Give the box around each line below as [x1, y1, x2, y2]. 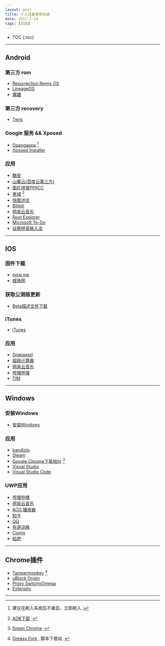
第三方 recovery [5, 105, 44, 112]
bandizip [12, 447, 30, 453]
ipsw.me [12, 272, 29, 277]
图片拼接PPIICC [12, 185, 44, 191]
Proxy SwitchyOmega [12, 581, 56, 586]
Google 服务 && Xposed [5, 130, 62, 137]
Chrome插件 [5, 556, 43, 564]
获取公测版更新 [5, 291, 41, 298]
